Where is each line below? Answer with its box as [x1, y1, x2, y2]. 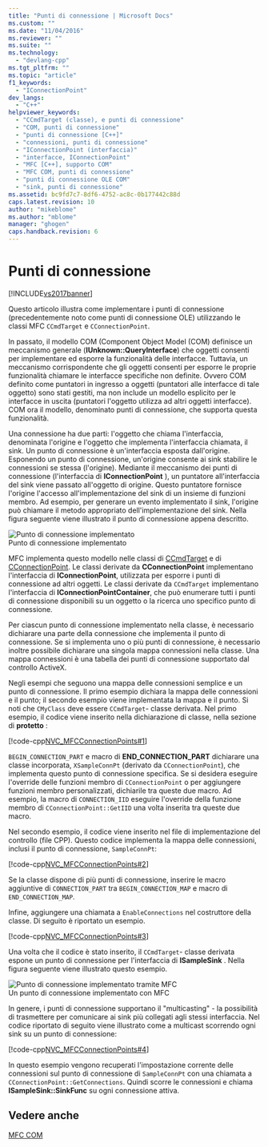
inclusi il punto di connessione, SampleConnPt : [8, 843, 158, 853]
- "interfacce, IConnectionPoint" [15, 153, 130, 161]
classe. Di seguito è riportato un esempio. [8, 916, 146, 925]
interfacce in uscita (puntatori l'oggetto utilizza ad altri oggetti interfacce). [8, 396, 252, 405]
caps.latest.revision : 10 [8, 198, 94, 206]
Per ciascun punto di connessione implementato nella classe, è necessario [8, 620, 254, 630]
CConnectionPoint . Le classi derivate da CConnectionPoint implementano [8, 561, 254, 571]
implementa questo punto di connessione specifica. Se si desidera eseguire [8, 768, 258, 778]
